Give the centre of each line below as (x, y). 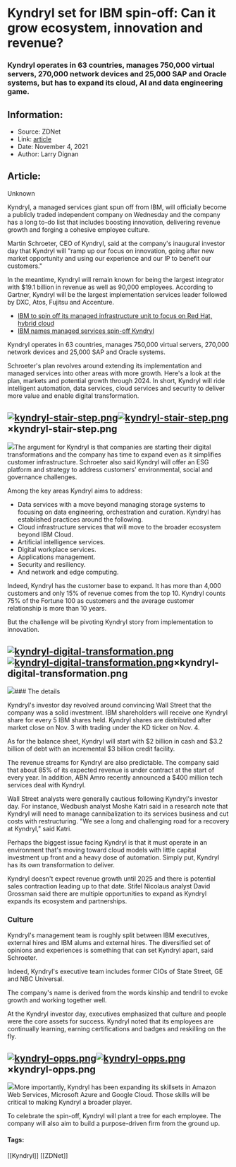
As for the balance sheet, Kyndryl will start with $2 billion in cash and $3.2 (115, 741)
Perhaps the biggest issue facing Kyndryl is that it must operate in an (107, 843)
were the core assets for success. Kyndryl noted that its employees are (110, 1021)
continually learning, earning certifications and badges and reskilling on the (117, 1028)
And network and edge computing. (68, 572)
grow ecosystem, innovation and (105, 28)
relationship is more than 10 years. (57, 608)
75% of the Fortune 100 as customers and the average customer (101, 600)
